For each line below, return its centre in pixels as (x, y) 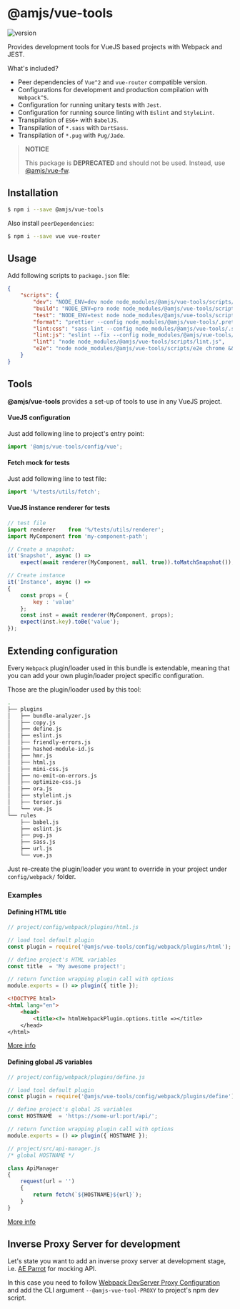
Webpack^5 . (33, 97)
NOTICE (37, 149)
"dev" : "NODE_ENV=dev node (73, 302)
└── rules (22, 815)
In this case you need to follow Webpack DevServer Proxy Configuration (114, 1283)
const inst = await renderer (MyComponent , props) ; (97, 615)
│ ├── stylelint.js (40, 796)
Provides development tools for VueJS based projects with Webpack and (115, 46)
